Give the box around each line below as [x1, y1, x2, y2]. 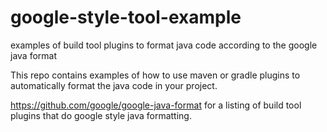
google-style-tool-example [10, 6, 242, 29]
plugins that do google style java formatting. [10, 109, 192, 121]
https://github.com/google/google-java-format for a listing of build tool [10, 99, 302, 111]
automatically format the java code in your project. [10, 79, 218, 91]
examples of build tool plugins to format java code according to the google [10, 39, 318, 51]
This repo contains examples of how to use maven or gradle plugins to [10, 69, 301, 81]
